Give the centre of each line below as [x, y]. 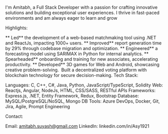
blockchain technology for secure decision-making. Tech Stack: [72, 75]
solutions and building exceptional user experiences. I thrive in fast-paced [82, 13]
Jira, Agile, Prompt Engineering [38, 106]
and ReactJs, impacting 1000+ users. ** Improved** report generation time [83, 43]
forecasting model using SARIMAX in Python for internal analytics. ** [77, 54]
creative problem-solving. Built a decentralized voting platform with [76, 70]
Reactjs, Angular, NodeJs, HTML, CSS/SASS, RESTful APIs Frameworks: [80, 90]
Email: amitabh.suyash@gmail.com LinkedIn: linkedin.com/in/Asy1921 [77, 126]
